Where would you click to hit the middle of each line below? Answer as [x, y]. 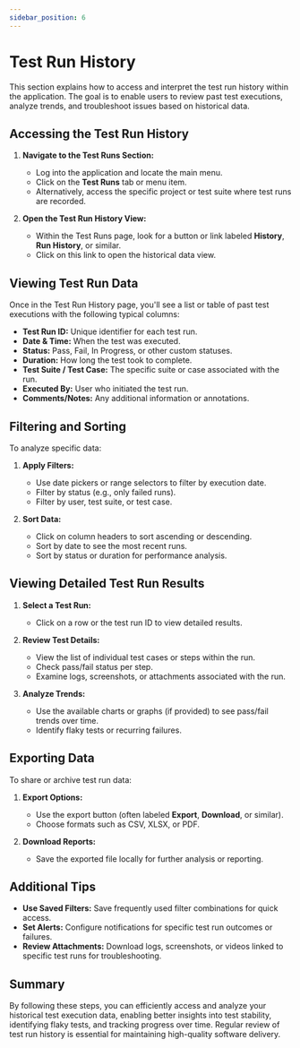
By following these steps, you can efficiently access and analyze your [138, 1006]
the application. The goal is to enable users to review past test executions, [146, 96]
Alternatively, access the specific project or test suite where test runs [163, 192]
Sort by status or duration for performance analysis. [131, 555]
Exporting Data [52, 758]
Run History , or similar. [78, 245]
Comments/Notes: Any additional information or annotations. [136, 399]
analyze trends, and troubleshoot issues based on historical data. [130, 106]
